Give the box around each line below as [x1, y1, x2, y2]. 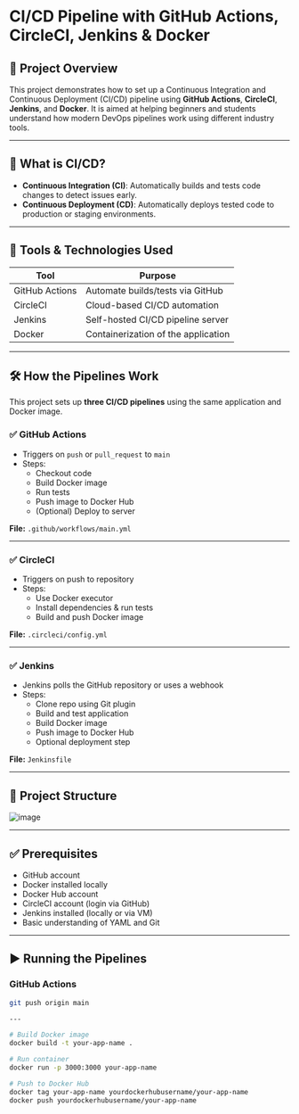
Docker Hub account [21, 888, 99, 899]
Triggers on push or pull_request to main [21, 449, 171, 459]
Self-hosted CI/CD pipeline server [85, 313, 230, 326]
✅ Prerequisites [9, 846, 98, 862]
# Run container [9, 1055, 69, 1064]
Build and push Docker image [35, 612, 144, 623]
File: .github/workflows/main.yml [9, 523, 132, 533]
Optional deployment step [35, 737, 131, 747]
